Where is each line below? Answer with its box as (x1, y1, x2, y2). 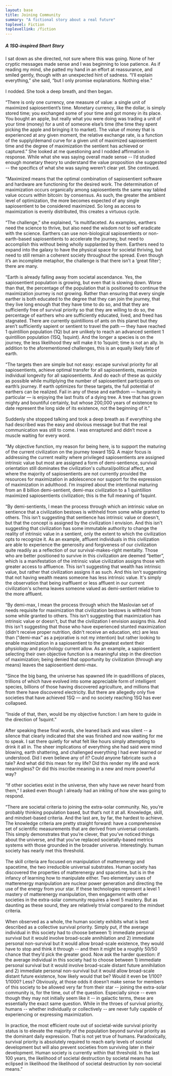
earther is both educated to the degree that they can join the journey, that (5, 296, 160, 302)
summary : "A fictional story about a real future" (5, 17, 116, 22)
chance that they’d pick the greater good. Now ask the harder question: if (5, 952, 160, 958)
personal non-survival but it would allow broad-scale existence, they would (5, 940, 164, 946)
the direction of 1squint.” (5, 717, 57, 723)
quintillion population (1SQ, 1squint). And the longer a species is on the (5, 334, 154, 340)
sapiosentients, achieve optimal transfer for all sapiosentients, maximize (5, 367, 157, 373)
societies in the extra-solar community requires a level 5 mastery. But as (5, 897, 158, 903)
